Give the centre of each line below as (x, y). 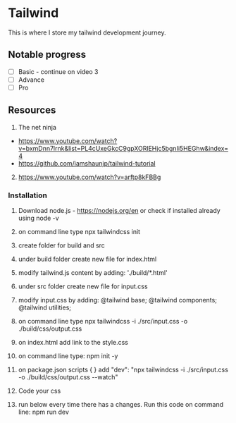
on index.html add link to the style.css (73, 343)
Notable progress (47, 55)
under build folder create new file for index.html (87, 259)
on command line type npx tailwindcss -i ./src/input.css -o (103, 321)
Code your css (39, 391)
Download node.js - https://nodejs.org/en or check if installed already (119, 211)
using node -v (38, 218)
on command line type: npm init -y (68, 356)
